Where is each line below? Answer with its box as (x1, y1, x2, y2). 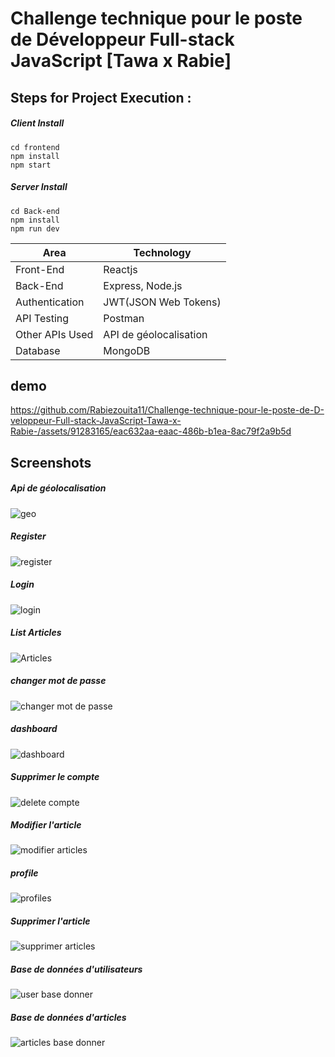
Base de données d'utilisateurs (10, 963, 143, 975)
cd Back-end (10, 206, 60, 216)
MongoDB (103, 343, 151, 357)
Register (10, 530, 47, 542)
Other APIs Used (15, 327, 94, 341)
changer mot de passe (10, 675, 107, 687)
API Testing (15, 311, 70, 325)
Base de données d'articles (10, 1011, 127, 1023)
